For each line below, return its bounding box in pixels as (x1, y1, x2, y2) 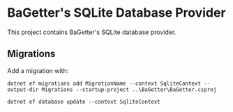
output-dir (7, 86, 39, 93)
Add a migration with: (7, 66, 69, 74)
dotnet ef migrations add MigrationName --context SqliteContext (7, 80, 201, 87)
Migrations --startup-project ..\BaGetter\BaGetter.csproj (41, 86, 217, 93)
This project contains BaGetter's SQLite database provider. (7, 28, 176, 36)
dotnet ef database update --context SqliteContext (7, 98, 160, 105)
